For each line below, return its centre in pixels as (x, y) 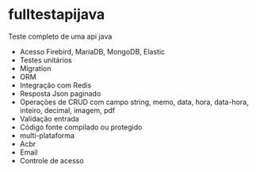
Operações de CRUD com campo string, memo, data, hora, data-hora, (134, 102)
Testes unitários (46, 60)
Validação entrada (49, 118)
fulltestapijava (57, 15)
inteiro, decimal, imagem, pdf (67, 110)
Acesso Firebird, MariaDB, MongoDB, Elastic (92, 51)
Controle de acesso (52, 160)
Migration (35, 68)
